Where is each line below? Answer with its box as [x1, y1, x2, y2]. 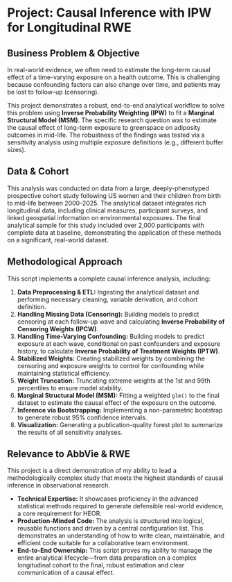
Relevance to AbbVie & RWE [7, 448, 130, 460]
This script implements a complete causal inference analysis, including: [7, 274, 211, 283]
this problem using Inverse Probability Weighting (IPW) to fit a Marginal [7, 109, 215, 117]
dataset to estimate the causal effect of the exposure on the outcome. [17, 398, 217, 407]
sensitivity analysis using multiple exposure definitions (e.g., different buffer [7, 138, 224, 147]
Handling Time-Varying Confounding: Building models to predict [17, 332, 205, 340]
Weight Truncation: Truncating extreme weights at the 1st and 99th [17, 376, 211, 385]
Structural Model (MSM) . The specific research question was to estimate [7, 116, 217, 124]
